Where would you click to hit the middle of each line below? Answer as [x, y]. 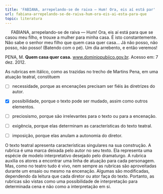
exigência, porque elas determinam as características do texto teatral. [82, 126]
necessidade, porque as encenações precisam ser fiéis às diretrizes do [83, 86]
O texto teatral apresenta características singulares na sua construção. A [78, 145]
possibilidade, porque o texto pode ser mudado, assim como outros [80, 101]
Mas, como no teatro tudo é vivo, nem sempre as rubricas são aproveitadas [81, 166]
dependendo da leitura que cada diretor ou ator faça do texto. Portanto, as [80, 176]
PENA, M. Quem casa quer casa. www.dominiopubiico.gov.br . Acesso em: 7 [81, 57]
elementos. [23, 107]
